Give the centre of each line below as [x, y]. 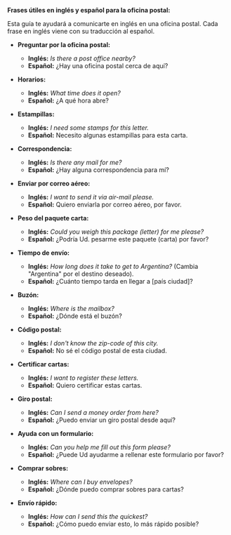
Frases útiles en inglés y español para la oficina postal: [89, 10]
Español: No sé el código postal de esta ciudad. [97, 351]
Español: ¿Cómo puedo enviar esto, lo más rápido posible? [113, 524]
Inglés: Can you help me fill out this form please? [99, 447]
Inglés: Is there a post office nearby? [81, 58]
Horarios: [32, 79]
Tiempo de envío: [44, 253]
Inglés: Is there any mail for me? [75, 162]
